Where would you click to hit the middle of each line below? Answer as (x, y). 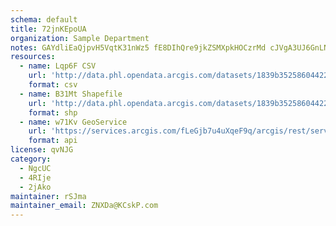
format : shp (53, 112)
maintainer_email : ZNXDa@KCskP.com (84, 206)
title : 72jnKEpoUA (48, 29)
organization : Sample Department (80, 38)
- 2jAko (35, 187)
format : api (53, 141)
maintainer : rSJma (48, 196)
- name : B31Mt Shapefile (71, 94)
